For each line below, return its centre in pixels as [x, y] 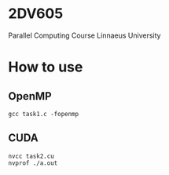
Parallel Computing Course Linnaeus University [84, 35]
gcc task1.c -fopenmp [44, 114]
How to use [46, 67]
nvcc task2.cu [31, 156]
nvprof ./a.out [33, 163]
